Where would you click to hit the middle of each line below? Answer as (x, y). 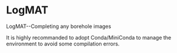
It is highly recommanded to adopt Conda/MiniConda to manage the (89, 37)
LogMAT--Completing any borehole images (59, 26)
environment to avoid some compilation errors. (63, 44)
